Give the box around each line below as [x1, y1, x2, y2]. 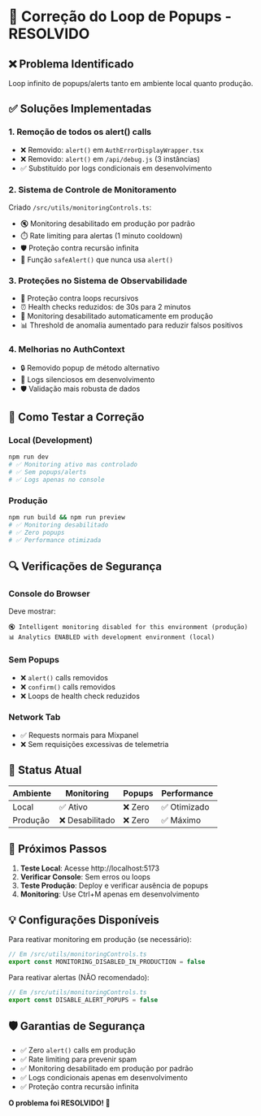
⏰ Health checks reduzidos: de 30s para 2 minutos [20, 302, 191, 312]
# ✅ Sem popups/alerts [8, 468, 87, 476]
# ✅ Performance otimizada [8, 536, 102, 544]
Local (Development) [8, 434, 94, 445]
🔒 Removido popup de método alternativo [20, 363, 160, 372]
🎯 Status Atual [8, 763, 82, 777]
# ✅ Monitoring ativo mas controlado [8, 461, 138, 469]
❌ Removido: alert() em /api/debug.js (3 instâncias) [20, 154, 201, 163]
